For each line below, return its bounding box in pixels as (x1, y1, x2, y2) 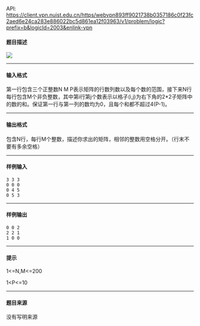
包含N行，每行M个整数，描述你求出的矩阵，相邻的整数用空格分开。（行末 (6, 135, 185, 142)
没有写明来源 (6, 314, 37, 321)
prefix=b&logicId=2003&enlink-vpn (6, 24, 93, 31)
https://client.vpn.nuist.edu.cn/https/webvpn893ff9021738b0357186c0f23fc (6, 11, 194, 18)
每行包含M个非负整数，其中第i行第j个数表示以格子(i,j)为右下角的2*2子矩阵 (6, 93, 187, 101)
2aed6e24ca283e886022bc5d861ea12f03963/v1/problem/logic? (6, 18, 165, 24)
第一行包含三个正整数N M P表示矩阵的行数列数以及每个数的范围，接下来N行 (6, 86, 192, 93)
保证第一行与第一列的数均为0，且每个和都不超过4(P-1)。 (32, 101, 171, 108)
